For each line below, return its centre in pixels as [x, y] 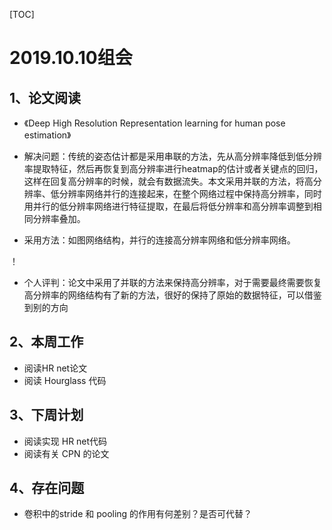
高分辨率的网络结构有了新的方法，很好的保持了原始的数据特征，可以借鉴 [172, 295]
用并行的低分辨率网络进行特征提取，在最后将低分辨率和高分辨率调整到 [168, 206]
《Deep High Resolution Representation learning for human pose [154, 123]
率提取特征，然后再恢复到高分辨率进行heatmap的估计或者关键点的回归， [173, 168]
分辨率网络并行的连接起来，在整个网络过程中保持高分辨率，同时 [190, 193]
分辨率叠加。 [59, 218]
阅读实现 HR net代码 [65, 441]
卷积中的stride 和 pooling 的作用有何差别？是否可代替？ [138, 514]
